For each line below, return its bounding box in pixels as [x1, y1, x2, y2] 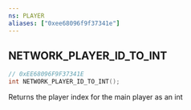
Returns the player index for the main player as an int [8, 92, 183, 102]
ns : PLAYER [8, 11, 45, 20]
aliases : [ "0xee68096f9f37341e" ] [8, 19, 120, 27]
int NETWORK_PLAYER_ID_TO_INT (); [8, 78, 120, 86]
